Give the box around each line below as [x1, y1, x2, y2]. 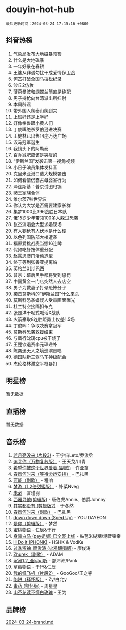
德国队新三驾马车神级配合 [13, 354, 67, 360]
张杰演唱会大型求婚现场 [13, 221, 62, 227]
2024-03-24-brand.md [6, 619, 54, 625]
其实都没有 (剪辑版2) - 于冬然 [13, 503, 74, 509]
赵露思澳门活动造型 [13, 253, 53, 259]
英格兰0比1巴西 [13, 265, 45, 272]
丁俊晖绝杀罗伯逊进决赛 [13, 126, 62, 132]
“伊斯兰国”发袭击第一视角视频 [13, 158, 75, 164]
